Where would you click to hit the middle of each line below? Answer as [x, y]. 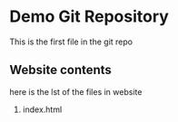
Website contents [60, 70]
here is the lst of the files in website [76, 91]
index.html [42, 109]
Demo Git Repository [89, 17]
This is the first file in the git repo [71, 42]
